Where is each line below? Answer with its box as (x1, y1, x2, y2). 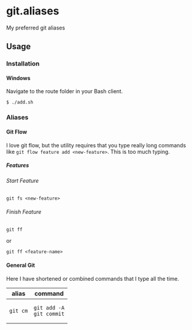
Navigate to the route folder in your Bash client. (6, 88, 123, 95)
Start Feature (6, 177, 39, 184)
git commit (34, 310, 65, 317)
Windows (6, 74, 31, 82)
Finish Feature (6, 208, 42, 215)
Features (6, 162, 29, 169)
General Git (6, 261, 35, 269)
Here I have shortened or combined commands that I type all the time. (6, 275, 179, 282)
